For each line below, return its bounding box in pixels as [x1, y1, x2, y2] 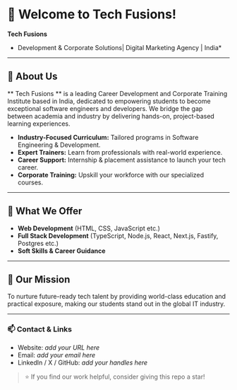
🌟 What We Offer [7, 205, 83, 218]
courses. [17, 178, 44, 187]
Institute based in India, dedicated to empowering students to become [7, 97, 211, 105]
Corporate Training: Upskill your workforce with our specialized [17, 170, 205, 179]
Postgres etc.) [17, 239, 59, 247]
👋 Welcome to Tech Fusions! [7, 6, 176, 23]
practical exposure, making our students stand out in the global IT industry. [7, 300, 226, 308]
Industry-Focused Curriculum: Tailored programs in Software [17, 133, 199, 141]
